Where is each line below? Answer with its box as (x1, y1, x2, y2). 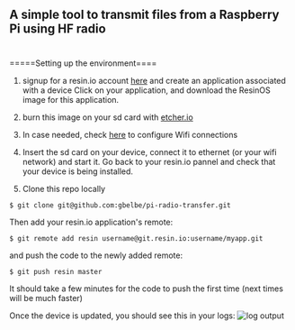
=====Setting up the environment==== (9, 58, 157, 69)
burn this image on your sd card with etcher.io (22, 112, 193, 123)
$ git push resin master (9, 267, 103, 276)
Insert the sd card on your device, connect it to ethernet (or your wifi (22, 146, 277, 157)
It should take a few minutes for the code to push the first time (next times (9, 283, 283, 294)
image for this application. (22, 94, 120, 105)
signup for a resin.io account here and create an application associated (22, 75, 286, 86)
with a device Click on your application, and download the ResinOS (22, 85, 272, 96)
